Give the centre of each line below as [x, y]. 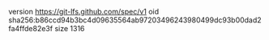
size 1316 [70, 28]
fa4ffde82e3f [31, 28]
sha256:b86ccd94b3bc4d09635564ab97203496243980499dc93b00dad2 [135, 20]
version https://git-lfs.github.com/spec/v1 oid [84, 12]
